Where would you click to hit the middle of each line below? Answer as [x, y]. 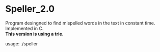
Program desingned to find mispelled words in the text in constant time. [80, 23]
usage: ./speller [22, 43]
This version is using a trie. [34, 34]
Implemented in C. [24, 28]
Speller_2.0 [30, 9]
